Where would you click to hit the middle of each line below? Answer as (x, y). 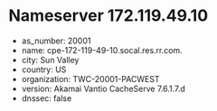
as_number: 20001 (56, 41)
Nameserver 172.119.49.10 (108, 16)
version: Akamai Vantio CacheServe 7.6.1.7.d (104, 88)
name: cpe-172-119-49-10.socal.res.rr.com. (102, 50)
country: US (44, 69)
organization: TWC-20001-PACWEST (90, 79)
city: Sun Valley (50, 60)
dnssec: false (47, 98)
